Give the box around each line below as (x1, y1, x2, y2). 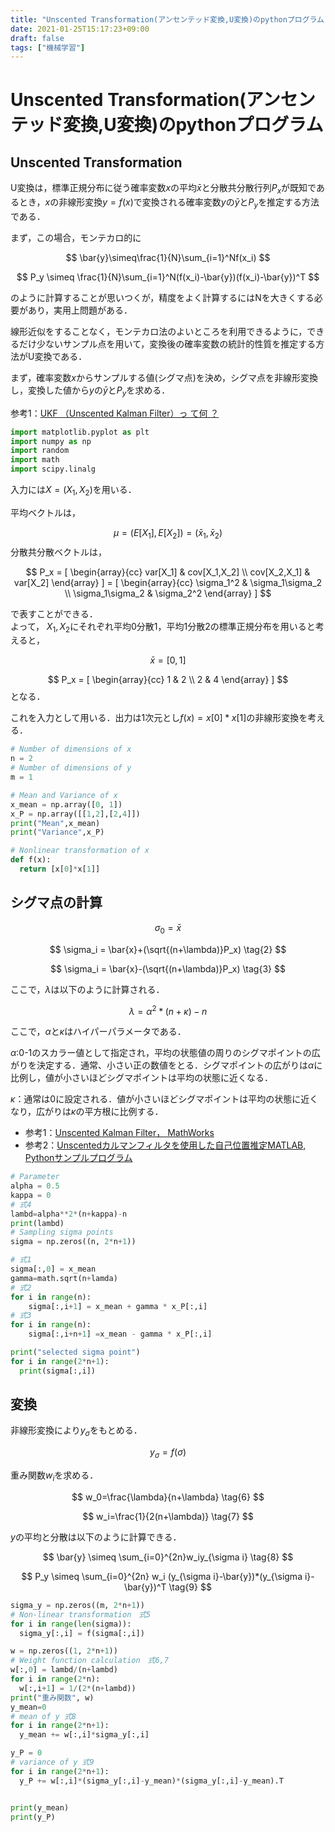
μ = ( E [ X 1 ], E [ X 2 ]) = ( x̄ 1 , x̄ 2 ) (113, 526, 223, 541)
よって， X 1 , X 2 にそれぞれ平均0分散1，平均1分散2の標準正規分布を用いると (10, 620, 316, 635)
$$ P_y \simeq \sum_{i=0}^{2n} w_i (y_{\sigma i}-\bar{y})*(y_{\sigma (21, 1570, 303, 1582)
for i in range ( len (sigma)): (10, 1619, 132, 1629)
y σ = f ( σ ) (149, 1446, 187, 1461)
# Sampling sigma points (10, 1227, 114, 1238)
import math (10, 455, 60, 465)
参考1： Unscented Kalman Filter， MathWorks (24, 1127, 215, 1139)
